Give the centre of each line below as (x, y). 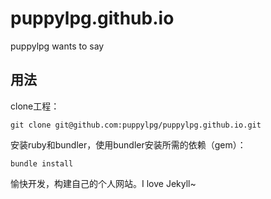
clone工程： (35, 106)
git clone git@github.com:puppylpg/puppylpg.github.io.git (136, 125)
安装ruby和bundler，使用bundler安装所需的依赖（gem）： (128, 144)
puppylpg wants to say (57, 46)
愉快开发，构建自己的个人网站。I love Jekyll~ (103, 183)
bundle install (42, 163)
